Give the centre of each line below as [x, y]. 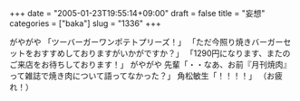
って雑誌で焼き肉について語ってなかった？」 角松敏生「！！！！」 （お [142, 76]
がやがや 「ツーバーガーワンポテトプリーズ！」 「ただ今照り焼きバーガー [146, 42]
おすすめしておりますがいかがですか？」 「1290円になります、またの [162, 53]
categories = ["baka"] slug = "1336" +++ [85, 23]
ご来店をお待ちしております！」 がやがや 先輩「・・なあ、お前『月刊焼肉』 [150, 64]
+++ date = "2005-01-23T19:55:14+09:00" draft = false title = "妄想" [137, 13]
